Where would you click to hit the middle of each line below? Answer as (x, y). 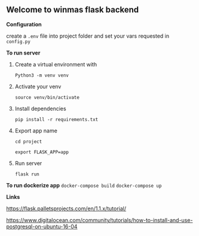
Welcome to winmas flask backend (73, 10)
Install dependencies (41, 108)
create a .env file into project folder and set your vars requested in (88, 36)
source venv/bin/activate (47, 97)
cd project (28, 141)
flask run (27, 174)
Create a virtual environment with (56, 64)
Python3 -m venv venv (42, 75)
